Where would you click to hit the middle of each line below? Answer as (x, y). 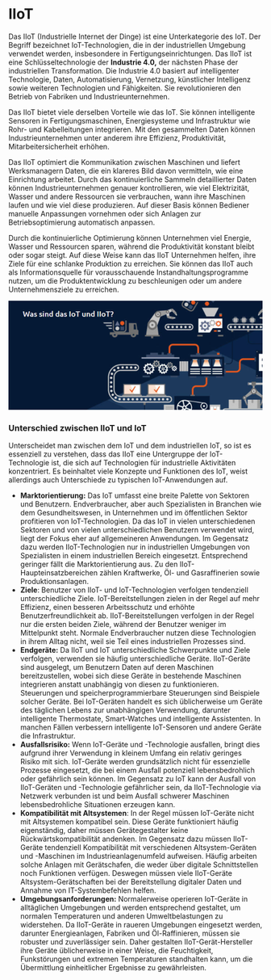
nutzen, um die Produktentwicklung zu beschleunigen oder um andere (125, 280)
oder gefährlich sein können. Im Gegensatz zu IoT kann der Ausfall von (138, 778)
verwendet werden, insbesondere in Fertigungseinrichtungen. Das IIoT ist (130, 53)
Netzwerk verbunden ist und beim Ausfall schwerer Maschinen (125, 796)
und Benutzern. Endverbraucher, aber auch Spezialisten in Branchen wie (141, 504)
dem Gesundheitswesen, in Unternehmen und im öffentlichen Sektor (134, 512)
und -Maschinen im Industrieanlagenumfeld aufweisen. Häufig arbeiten (138, 856)
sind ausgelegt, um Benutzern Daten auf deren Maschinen (117, 667)
